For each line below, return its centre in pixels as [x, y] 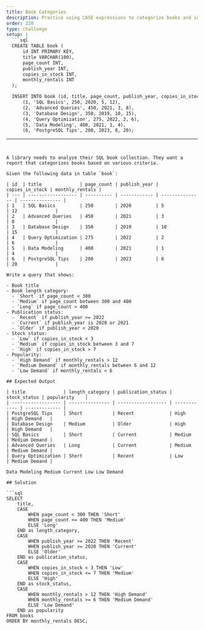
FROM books [20, 616]
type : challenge [27, 29]
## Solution [21, 483]
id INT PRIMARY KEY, [48, 52]
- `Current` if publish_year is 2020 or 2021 [70, 323]
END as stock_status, [44, 584]
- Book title [23, 286]
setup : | [17, 35]
